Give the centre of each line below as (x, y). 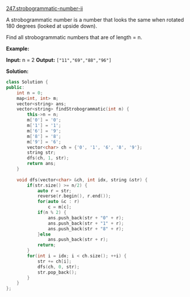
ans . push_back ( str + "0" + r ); (86, 218)
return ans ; (42, 164)
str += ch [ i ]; (54, 261)
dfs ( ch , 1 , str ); (48, 158)
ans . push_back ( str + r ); (78, 240)
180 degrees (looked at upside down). (52, 26)
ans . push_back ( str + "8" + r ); (86, 229)
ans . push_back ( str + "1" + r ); (86, 223)
